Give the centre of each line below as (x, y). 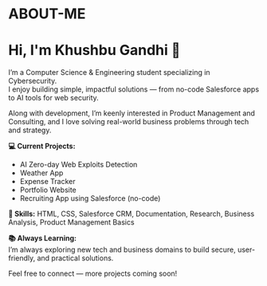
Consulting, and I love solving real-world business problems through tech (129, 122)
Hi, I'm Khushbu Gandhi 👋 (94, 51)
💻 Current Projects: (42, 146)
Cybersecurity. (33, 81)
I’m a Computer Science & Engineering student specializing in (109, 72)
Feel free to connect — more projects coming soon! (93, 274)
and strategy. (30, 130)
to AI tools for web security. (54, 98)
